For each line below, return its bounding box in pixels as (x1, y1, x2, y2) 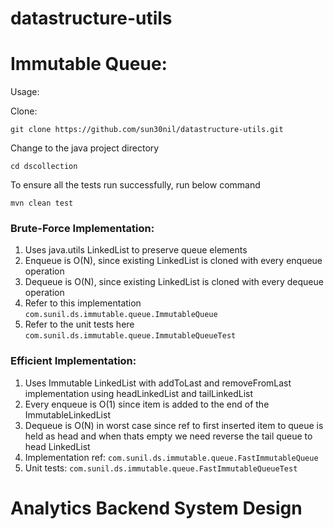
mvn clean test (10, 198, 74, 209)
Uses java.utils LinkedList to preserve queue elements (24, 244, 248, 256)
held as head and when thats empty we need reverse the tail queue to (24, 430, 313, 442)
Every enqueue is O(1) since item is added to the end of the (24, 398, 270, 410)
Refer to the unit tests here (24, 318, 135, 331)
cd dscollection (10, 162, 78, 172)
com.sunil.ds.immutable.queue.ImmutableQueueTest (24, 331, 237, 341)
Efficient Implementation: (10, 354, 137, 368)
